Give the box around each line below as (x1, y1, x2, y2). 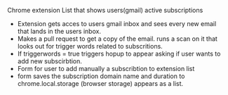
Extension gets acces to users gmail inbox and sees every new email (17, 20, 217, 27)
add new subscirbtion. (17, 57, 83, 65)
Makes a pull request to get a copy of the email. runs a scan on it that (17, 34, 217, 43)
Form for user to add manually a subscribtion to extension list (17, 65, 195, 72)
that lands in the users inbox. (17, 27, 102, 35)
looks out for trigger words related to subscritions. (17, 42, 163, 50)
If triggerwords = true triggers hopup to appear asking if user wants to (17, 49, 221, 58)
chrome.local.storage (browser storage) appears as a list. (17, 80, 184, 87)
